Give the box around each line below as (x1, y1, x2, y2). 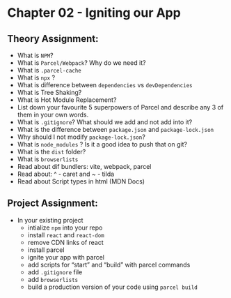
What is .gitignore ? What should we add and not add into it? (17, 118, 193, 126)
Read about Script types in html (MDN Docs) (17, 177, 145, 186)
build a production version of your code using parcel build (27, 283, 198, 291)
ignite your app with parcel (27, 253, 104, 261)
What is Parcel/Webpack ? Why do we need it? (17, 59, 146, 67)
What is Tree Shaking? (17, 89, 82, 96)
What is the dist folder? (17, 148, 86, 156)
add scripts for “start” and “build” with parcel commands (27, 260, 191, 269)
